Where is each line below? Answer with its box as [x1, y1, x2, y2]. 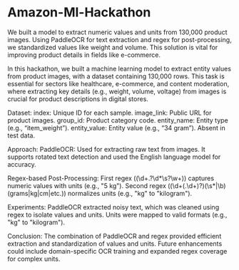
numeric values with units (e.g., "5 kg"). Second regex [7, 181, 166, 189]
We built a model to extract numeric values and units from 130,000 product [7, 28, 228, 36]
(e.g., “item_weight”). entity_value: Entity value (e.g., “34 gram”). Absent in [7, 123, 226, 132]
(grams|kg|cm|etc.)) [7, 189, 66, 197]
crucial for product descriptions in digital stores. [7, 94, 148, 103]
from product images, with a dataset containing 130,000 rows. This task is [7, 72, 225, 81]
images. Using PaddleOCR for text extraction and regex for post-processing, [7, 35, 232, 43]
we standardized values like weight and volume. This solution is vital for [7, 43, 218, 51]
